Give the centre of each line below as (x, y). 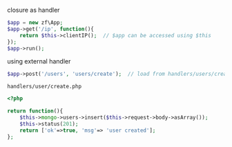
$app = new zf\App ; (35, 23)
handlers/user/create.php (44, 87)
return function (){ (35, 111)
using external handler (39, 61)
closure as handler (33, 10)
